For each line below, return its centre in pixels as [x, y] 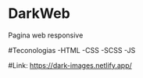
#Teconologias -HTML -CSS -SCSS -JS [72, 50]
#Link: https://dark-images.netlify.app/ [70, 65]
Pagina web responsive [46, 35]
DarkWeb [39, 14]
